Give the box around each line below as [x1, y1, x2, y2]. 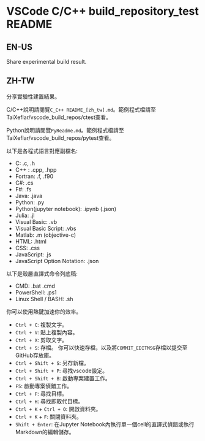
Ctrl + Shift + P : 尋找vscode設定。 [15, 367, 108, 374]
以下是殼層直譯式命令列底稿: [6, 270, 78, 277]
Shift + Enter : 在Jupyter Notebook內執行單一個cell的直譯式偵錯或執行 [15, 420, 195, 428]
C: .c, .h [15, 159, 35, 167]
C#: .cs [15, 179, 34, 186]
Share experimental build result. [6, 58, 87, 65]
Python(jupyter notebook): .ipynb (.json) [15, 205, 117, 212]
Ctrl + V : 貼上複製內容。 [15, 328, 78, 336]
